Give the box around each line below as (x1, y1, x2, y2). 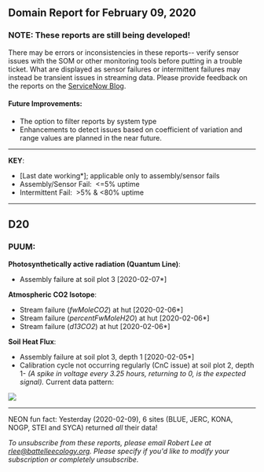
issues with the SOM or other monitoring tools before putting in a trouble (8, 56, 243, 65)
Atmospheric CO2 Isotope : (8, 290, 97, 299)
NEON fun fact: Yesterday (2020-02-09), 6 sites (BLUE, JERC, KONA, (8, 414, 233, 423)
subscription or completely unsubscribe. (8, 455, 139, 464)
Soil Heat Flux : (8, 337, 57, 346)
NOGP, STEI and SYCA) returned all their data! (8, 423, 158, 432)
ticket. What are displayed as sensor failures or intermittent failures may (8, 64, 241, 74)
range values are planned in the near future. (19, 133, 163, 142)
